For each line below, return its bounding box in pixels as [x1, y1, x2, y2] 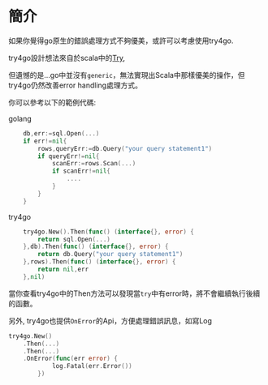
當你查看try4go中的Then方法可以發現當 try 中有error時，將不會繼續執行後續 [8, 289, 261, 298]
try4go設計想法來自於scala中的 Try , [8, 53, 126, 62]
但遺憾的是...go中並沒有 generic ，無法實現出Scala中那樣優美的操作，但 [8, 70, 245, 79]
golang [8, 113, 32, 123]
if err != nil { [23, 137, 67, 145]
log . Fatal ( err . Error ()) [51, 362, 132, 370]
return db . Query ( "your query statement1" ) [37, 250, 184, 259]
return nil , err [37, 265, 89, 274]
